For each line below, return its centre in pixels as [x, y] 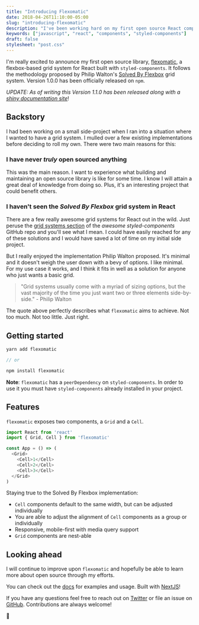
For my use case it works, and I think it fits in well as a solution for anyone [96, 269]
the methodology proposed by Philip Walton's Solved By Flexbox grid [91, 74]
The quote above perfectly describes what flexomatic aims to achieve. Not [98, 311]
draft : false [22, 39]
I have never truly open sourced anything [67, 159]
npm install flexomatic [36, 371]
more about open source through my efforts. [60, 575]
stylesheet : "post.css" [36, 45]
